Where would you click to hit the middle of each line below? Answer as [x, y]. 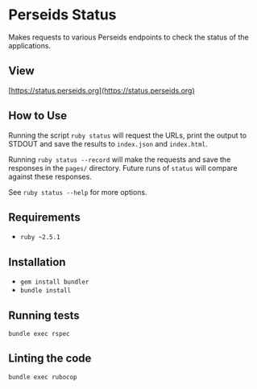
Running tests [44, 315]
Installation [37, 262]
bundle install [46, 291]
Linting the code [50, 359]
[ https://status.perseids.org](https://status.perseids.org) [102, 90]
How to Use [38, 116]
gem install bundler [54, 282]
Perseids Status [62, 15]
